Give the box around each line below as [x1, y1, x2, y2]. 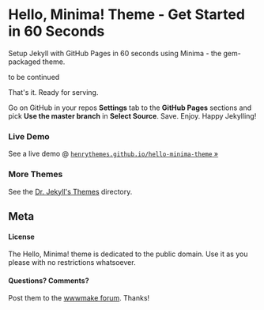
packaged [8, 57, 41, 66]
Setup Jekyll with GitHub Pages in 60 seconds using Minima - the [8, 48, 222, 58]
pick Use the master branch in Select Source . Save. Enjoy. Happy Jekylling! [8, 111, 257, 120]
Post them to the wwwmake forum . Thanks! [8, 293, 150, 303]
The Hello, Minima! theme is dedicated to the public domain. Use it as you [8, 249, 248, 259]
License [8, 232, 36, 241]
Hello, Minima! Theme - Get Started [8, 6, 245, 24]
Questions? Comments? [8, 275, 89, 285]
